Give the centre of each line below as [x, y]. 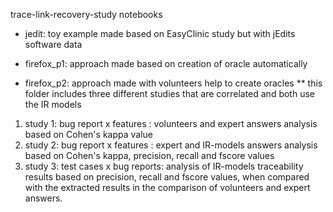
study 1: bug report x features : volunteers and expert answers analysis [171, 123]
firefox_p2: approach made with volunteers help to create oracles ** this [173, 83]
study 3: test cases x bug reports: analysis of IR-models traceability [164, 166]
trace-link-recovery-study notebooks [86, 14]
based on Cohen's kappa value [89, 134]
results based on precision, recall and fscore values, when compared [167, 177]
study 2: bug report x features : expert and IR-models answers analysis [171, 145]
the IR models [53, 104]
